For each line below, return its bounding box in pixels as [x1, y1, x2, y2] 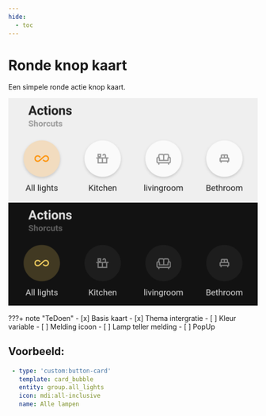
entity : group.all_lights [18, 384, 104, 391]
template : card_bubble [18, 375, 93, 384]
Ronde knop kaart [8, 56, 127, 74]
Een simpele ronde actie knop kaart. [8, 82, 126, 92]
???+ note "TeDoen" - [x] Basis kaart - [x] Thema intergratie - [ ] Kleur [8, 313, 237, 322]
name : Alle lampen [18, 400, 80, 408]
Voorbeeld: [8, 345, 65, 358]
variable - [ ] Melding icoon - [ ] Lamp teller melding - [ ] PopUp [8, 322, 215, 331]
